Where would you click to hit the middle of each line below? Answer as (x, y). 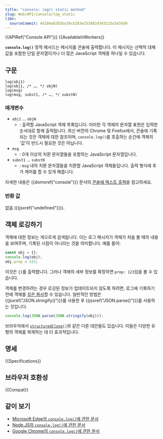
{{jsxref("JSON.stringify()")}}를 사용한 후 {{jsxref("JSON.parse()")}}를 (74, 300)
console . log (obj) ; (24, 257)
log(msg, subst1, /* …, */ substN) (41, 95)
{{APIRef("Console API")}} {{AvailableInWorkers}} (55, 37)
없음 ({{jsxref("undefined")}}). (35, 208)
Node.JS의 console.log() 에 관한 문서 (49, 425)
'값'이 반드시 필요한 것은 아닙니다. (51, 143)
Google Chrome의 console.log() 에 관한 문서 (56, 431)
